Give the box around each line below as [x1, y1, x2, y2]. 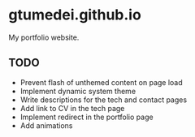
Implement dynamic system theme [19, 86, 136, 96]
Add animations [19, 120, 73, 131]
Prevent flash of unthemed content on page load [19, 77, 183, 87]
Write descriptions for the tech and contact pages [19, 95, 188, 105]
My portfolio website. [8, 32, 80, 42]
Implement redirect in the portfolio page [19, 112, 154, 122]
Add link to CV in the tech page [19, 103, 125, 113]
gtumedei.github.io [8, 6, 142, 24]
